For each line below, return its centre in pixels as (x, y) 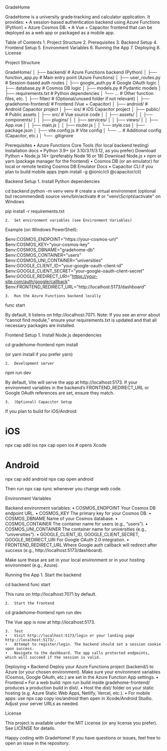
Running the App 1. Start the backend (43, 575)
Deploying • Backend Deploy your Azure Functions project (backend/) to (80, 666)
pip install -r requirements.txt (35, 211)
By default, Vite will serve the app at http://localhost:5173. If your (71, 382)
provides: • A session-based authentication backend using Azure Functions (83, 22)
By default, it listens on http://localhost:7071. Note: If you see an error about (83, 315)
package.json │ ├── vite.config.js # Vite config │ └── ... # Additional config (83, 130)
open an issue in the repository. (38, 743)
